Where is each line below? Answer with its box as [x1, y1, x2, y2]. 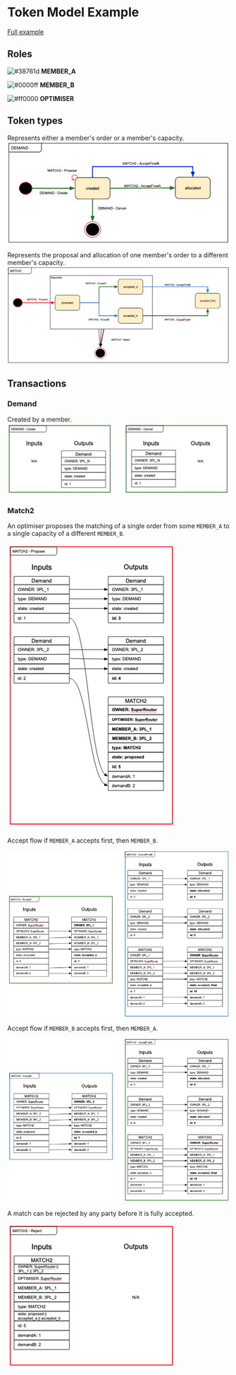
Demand [7, 399, 37, 409]
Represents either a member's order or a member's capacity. [7, 134, 185, 142]
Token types [7, 115, 63, 127]
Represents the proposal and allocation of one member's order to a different [7, 250, 229, 259]
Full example [7, 28, 44, 36]
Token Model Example [7, 4, 139, 21]
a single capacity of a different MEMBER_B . [7, 529, 125, 538]
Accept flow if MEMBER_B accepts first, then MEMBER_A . [7, 1024, 159, 1032]
